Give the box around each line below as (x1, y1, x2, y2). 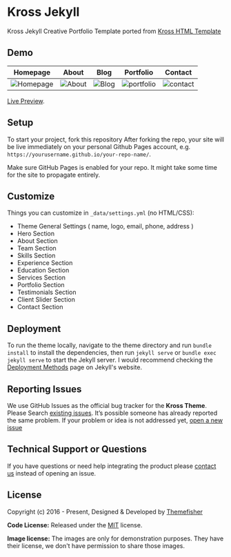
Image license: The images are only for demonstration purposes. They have (7, 534, 224, 543)
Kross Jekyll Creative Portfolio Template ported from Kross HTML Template (7, 27, 221, 35)
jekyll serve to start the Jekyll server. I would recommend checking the (7, 356, 214, 364)
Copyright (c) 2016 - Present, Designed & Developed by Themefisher (7, 507, 203, 516)
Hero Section (17, 229, 55, 238)
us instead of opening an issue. (7, 469, 97, 477)
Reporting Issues (7, 383, 82, 395)
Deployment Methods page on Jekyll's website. (7, 363, 143, 371)
